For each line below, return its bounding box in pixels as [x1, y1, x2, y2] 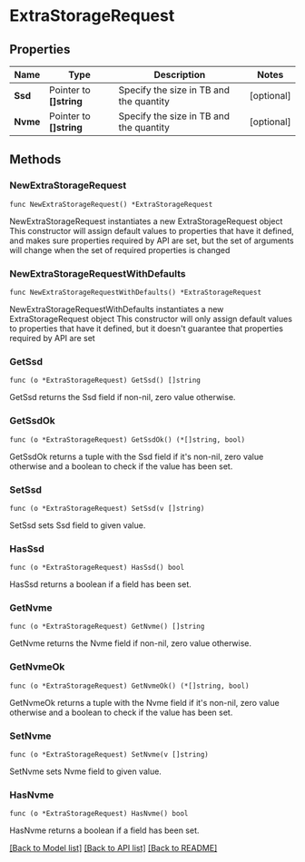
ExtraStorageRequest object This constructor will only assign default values [9, 313, 293, 324]
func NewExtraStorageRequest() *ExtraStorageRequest [9, 200, 213, 209]
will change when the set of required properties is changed [9, 244, 231, 255]
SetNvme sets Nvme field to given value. [9, 766, 162, 777]
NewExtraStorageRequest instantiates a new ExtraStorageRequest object [9, 215, 283, 227]
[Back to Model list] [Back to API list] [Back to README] [9, 843, 218, 854]
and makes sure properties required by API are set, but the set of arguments [9, 235, 294, 246]
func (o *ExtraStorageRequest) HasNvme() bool [9, 809, 189, 818]
